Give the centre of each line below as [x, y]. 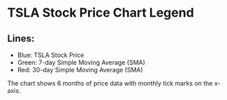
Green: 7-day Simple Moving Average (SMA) [81, 62]
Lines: [21, 39]
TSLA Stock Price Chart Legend [101, 13]
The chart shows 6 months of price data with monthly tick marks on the [110, 83]
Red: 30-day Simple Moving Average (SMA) [80, 70]
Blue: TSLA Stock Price [51, 55]
